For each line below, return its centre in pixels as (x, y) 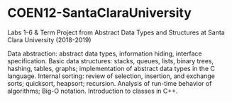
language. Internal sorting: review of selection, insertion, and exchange (111, 76)
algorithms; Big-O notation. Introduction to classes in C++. (93, 91)
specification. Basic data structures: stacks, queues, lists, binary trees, (111, 60)
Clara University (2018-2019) (49, 39)
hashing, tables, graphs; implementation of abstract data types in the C (111, 68)
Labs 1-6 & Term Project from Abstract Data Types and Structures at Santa (116, 32)
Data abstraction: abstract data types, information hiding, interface (105, 53)
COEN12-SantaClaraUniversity (99, 13)
